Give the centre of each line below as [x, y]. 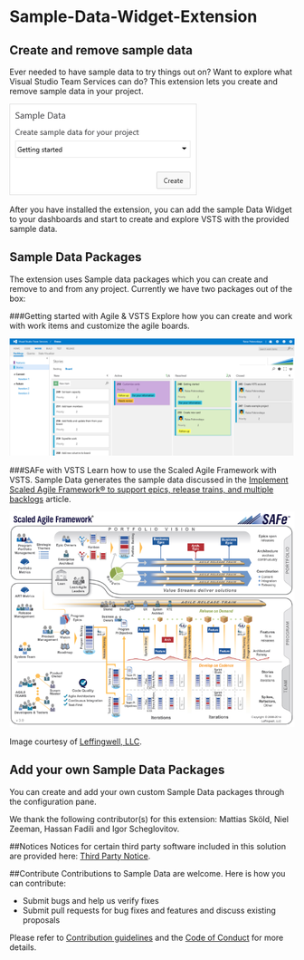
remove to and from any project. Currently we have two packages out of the [151, 288]
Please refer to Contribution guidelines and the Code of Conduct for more [147, 937]
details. [23, 947]
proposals [41, 920]
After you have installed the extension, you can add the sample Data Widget [151, 209]
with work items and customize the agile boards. [100, 325]
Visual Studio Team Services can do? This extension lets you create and [144, 82]
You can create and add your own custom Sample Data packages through [147, 791]
